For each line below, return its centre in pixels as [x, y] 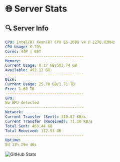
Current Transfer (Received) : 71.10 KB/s [49, 121]
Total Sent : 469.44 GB [29, 126]
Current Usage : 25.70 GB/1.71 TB [40, 84]
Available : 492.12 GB [28, 70]
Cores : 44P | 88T [23, 51]
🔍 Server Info [27, 28]
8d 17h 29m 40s [21, 145]
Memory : [13, 61]
